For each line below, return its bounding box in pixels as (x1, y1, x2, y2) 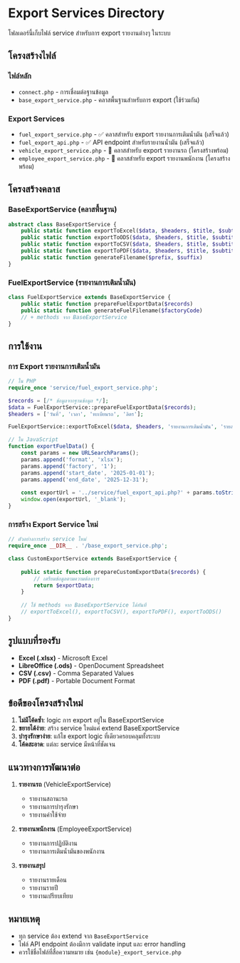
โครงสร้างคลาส (8, 183, 61, 196)
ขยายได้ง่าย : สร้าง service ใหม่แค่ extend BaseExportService (18, 724, 180, 732)
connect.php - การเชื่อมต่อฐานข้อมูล (18, 87, 109, 96)
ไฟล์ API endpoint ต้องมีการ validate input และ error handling (18, 940, 186, 949)
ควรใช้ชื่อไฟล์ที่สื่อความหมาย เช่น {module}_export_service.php (18, 948, 182, 957)
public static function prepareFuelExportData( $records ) (21, 300, 194, 308)
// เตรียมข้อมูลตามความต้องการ (33, 575, 100, 583)
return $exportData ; (33, 582, 95, 589)
